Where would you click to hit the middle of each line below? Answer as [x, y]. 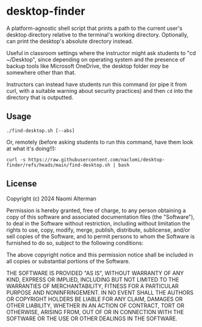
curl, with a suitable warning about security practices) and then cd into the [100, 90]
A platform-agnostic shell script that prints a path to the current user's [95, 28]
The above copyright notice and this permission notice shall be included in [100, 254]
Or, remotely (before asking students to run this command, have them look [100, 142]
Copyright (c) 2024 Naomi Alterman [51, 198]
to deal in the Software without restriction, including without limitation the [98, 223]
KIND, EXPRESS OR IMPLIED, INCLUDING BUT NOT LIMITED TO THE [93, 279]
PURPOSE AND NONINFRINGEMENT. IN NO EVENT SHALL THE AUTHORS [100, 292]
